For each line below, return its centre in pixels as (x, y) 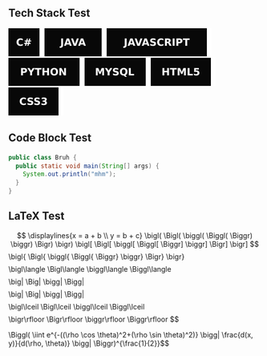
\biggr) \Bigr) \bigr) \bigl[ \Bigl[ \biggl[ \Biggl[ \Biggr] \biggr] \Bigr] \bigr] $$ (135, 244)
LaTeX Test (36, 216)
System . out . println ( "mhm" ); (69, 174)
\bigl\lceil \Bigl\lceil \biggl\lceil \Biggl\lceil (77, 306)
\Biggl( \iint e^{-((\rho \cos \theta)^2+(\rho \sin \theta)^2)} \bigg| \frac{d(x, (131, 334)
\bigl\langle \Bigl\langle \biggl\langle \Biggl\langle (90, 269)
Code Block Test (50, 138)
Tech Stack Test (49, 13)
